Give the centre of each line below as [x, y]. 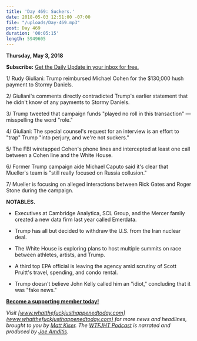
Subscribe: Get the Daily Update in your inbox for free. [73, 67]
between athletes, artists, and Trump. [60, 255]
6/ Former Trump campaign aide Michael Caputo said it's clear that [87, 166]
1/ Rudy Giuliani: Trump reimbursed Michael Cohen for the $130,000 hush [95, 78]
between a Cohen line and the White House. [59, 155]
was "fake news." [36, 290]
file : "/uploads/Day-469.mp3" [43, 22]
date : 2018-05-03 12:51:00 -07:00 [49, 17]
